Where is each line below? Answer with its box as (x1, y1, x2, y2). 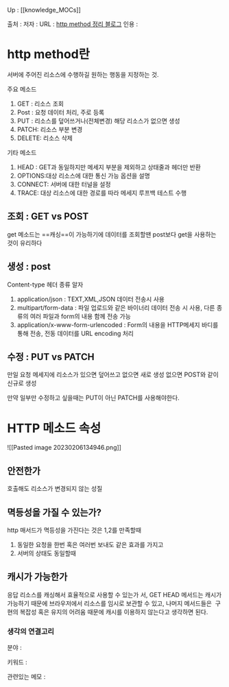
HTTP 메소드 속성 (7, 420, 101, 436)
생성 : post (7, 261, 51, 273)
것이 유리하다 (7, 239, 43, 247)
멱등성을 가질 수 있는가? (7, 507, 101, 518)
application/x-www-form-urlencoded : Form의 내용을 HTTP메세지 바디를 (16, 320, 219, 328)
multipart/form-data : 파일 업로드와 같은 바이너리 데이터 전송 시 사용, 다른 (16, 303, 215, 311)
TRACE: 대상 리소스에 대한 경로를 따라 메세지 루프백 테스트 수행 (16, 189, 187, 197)
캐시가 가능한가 (7, 571, 68, 583)
